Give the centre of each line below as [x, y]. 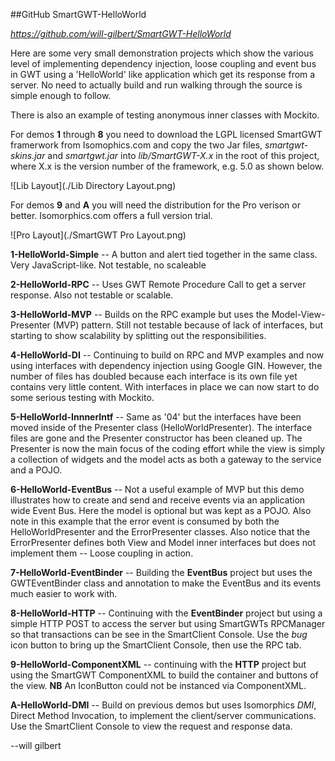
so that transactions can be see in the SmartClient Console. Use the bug [159, 634]
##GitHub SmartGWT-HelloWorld [78, 14]
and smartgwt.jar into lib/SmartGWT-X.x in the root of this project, [183, 155]
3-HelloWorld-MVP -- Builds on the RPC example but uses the [140, 314]
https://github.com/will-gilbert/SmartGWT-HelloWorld [121, 33]
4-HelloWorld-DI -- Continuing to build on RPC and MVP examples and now [167, 355]
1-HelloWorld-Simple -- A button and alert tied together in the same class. [164, 254]
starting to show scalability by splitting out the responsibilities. [138, 335]
